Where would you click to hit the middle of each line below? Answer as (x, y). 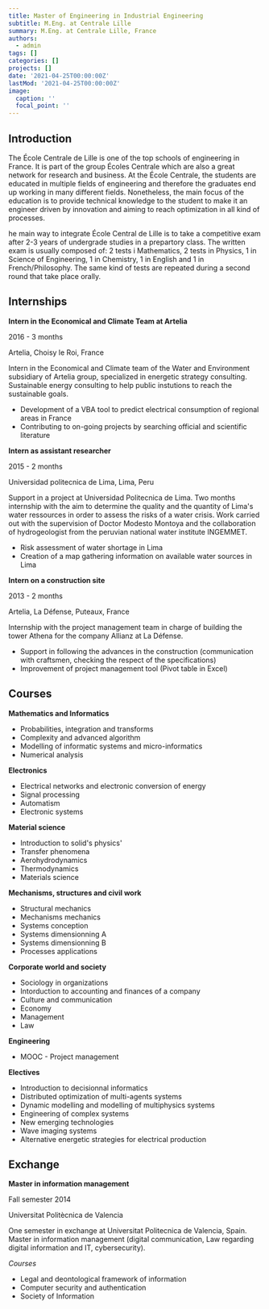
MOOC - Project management (69, 1057)
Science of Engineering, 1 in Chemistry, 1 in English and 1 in (106, 259)
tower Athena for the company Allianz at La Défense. (96, 636)
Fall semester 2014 (39, 1199)
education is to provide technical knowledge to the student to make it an (128, 200)
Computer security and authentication (83, 1288)
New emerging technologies (67, 1122)
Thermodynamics (49, 869)
